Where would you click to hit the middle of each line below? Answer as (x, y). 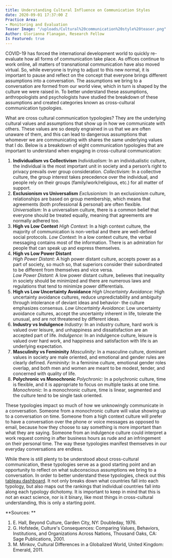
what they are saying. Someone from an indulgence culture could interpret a (86, 433)
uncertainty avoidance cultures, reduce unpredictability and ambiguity (87, 297)
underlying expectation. (38, 346)
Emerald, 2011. (28, 550)
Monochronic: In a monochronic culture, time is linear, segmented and (87, 390)
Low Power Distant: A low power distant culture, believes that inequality (89, 275)
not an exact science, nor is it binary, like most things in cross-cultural (79, 497)
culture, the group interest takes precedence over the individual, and (85, 177)
